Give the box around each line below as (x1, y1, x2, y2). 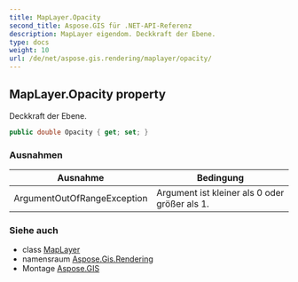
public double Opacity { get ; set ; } (9, 128, 149, 137)
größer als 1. (156, 197, 210, 209)
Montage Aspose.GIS (21, 263, 100, 274)
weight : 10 (9, 46, 50, 55)
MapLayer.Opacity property (9, 87, 167, 102)
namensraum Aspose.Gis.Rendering (21, 254, 153, 264)
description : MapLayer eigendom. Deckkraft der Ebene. (9, 29, 216, 38)
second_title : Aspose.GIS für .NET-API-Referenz (9, 21, 192, 30)
